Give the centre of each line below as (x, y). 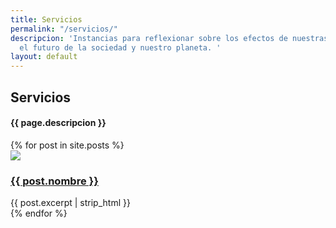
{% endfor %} (39, 213)
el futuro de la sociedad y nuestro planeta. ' (120, 47)
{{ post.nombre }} (54, 181)
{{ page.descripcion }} (58, 123)
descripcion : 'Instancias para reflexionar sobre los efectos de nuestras (169, 38)
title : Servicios (46, 19)
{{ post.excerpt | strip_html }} (70, 203)
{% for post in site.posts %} (67, 145)
